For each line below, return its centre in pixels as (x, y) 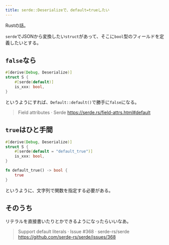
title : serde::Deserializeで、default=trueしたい (57, 10)
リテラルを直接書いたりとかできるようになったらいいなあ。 (68, 221)
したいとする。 (25, 43)
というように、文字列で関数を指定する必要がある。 (59, 190)
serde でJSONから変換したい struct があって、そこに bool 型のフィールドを (82, 36)
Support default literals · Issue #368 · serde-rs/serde (74, 232)
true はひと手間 (29, 130)
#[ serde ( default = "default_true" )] (54, 152)
